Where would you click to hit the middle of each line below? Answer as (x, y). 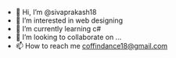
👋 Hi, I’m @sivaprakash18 (56, 12)
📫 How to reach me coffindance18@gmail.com (92, 46)
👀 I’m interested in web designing (69, 20)
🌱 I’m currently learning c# (58, 29)
